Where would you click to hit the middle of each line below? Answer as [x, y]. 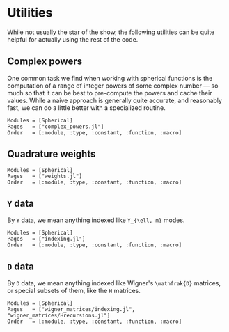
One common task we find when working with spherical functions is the [110, 78]
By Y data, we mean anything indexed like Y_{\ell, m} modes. [96, 220]
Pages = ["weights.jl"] [45, 176]
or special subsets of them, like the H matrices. [74, 291]
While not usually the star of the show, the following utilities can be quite [111, 32]
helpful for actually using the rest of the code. [73, 39]
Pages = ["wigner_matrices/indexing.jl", [71, 310]
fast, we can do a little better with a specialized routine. [86, 108]
